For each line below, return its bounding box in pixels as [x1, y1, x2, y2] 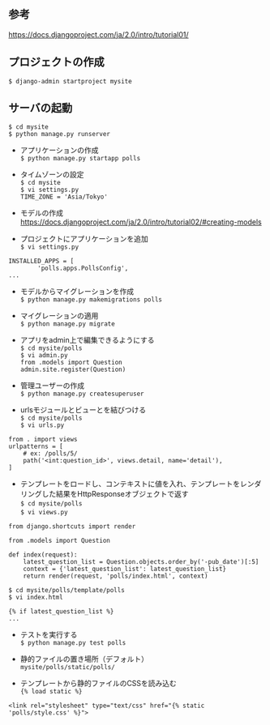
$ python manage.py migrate [19, 320, 115, 328]
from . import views [8, 436, 79, 444]
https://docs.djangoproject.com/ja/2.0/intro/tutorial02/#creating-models [19, 217, 262, 227]
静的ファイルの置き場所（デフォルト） [19, 655, 148, 664]
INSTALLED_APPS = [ [8, 258, 75, 266]
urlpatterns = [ [8, 442, 63, 451]
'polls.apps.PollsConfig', [37, 264, 129, 273]
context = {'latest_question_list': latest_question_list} [23, 565, 227, 574]
